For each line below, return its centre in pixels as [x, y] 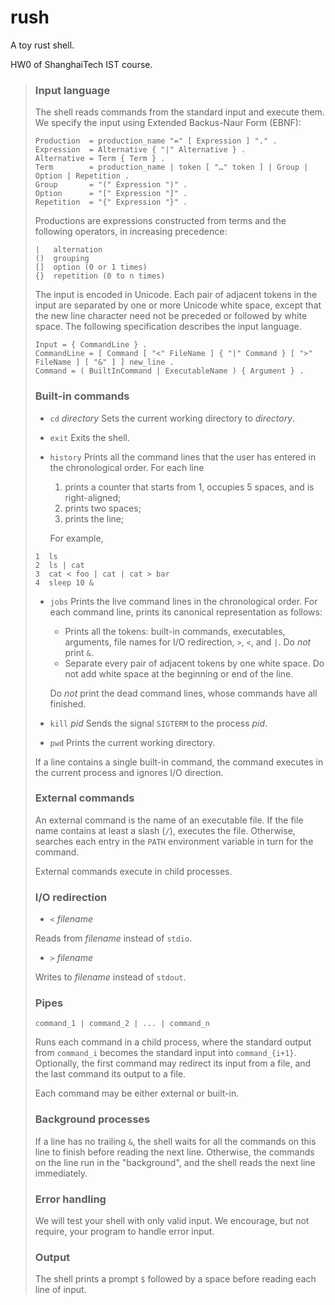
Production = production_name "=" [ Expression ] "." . [156, 141]
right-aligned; [93, 497]
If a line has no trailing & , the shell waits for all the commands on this [175, 1141]
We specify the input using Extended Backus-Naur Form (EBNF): [168, 123]
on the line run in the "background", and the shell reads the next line [175, 1162]
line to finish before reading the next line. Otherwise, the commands [174, 1152]
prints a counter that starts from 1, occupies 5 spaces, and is [189, 487]
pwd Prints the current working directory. [132, 742]
